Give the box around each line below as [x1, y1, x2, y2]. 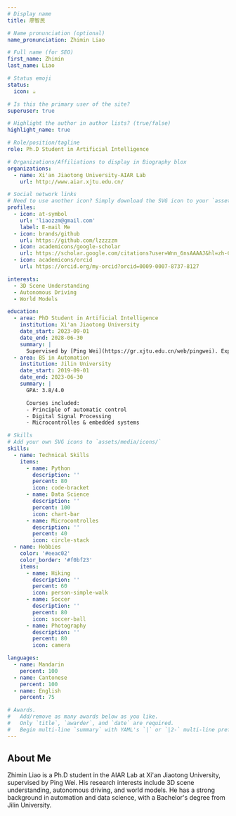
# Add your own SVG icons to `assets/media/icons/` [7, 439, 162, 446]
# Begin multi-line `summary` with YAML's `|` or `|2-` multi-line [7, 726, 216, 733]
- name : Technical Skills [13, 451, 90, 458]
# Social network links [7, 191, 77, 198]
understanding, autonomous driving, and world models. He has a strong [7, 786, 216, 794]
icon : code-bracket [32, 485, 90, 492]
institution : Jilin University [20, 360, 112, 367]
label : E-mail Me [20, 224, 71, 231]
